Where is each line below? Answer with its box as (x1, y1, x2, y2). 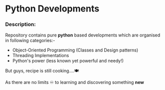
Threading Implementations (12, 52, 69, 58)
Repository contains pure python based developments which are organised (5, 32, 161, 38)
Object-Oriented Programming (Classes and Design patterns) (12, 47, 139, 53)
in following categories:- (5, 37, 55, 43)
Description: (5, 21, 36, 28)
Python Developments (5, 3, 100, 14)
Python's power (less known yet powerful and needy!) (12, 58, 124, 64)
